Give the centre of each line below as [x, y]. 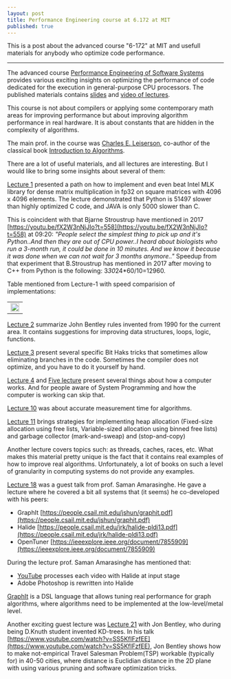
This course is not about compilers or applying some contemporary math [110, 108]
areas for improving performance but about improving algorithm [98, 115]
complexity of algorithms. [43, 130]
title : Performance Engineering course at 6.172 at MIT [89, 20]
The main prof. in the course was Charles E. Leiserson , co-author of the [109, 143]
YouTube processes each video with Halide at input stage [98, 576]
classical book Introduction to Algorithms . [66, 151]
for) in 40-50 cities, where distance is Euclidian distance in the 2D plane [109, 661]
